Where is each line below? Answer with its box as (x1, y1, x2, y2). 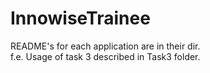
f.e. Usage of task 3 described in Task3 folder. (10, 50, 201, 62)
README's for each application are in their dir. (10, 40, 201, 52)
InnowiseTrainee (10, 7, 151, 30)
